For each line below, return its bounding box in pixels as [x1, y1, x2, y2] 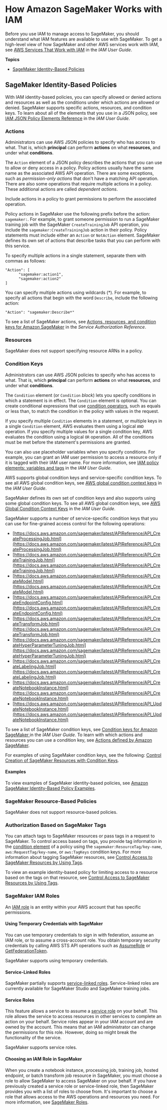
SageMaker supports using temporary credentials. [5, 957, 109, 963]
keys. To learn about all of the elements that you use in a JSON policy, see [5, 110, 158, 116]
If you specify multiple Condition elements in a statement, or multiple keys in [5, 417, 163, 424]
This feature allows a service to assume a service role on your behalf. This [5, 1008, 158, 1014]
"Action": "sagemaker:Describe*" [5, 310, 75, 315]
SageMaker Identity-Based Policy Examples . [5, 785, 96, 791]
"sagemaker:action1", [18, 272, 64, 277]
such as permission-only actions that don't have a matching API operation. [5, 175, 159, 181]
